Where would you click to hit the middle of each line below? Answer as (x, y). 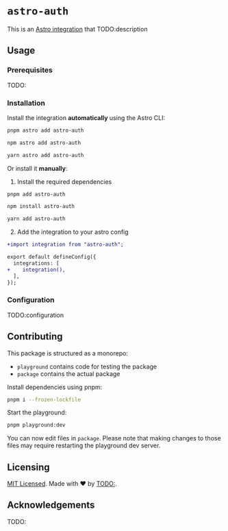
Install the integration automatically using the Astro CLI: (86, 117)
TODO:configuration (36, 315)
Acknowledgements (51, 505)
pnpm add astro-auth (37, 194)
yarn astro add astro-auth (46, 155)
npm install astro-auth (41, 206)
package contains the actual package (68, 374)
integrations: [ (36, 263)
